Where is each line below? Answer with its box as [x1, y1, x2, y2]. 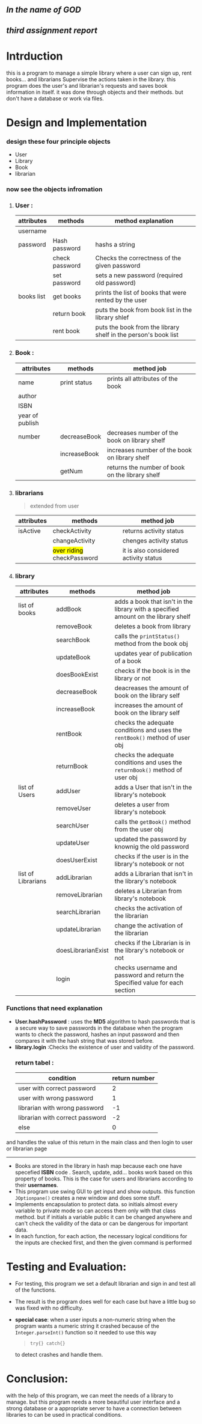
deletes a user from [114, 800, 170, 809]
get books [52, 292, 81, 301]
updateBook [56, 653, 91, 661]
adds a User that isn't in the [114, 783, 192, 791]
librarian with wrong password [17, 1103, 104, 1112]
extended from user [29, 502, 79, 510]
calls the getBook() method [114, 818, 191, 826]
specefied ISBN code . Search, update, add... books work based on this [14, 1168, 192, 1176]
